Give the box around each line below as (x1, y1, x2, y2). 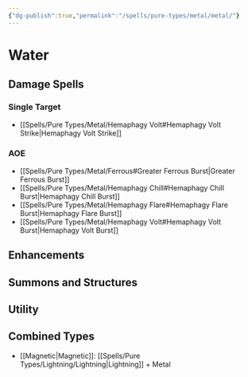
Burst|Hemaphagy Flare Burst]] (19, 208, 122, 218)
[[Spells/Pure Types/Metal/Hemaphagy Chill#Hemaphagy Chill (19, 183, 225, 192)
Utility (8, 302, 39, 316)
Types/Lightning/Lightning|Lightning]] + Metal (19, 359, 171, 369)
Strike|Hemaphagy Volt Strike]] (19, 128, 122, 138)
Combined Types (8, 330, 95, 344)
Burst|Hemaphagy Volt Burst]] (19, 225, 119, 235)
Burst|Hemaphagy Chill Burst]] (19, 191, 121, 201)
